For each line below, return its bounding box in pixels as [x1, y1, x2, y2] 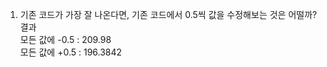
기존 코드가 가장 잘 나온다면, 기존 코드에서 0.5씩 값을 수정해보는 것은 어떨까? [19, 9, 318, 20]
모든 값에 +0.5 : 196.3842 [19, 46, 123, 58]
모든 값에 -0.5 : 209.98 [19, 34, 112, 45]
